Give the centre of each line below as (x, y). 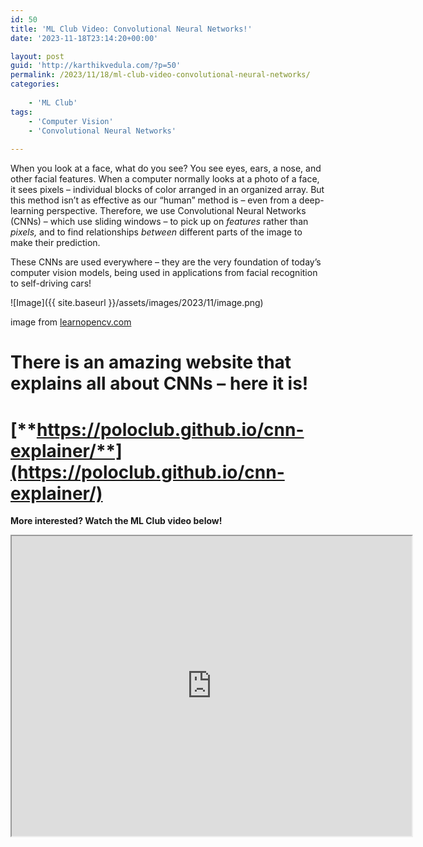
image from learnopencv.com (71, 322)
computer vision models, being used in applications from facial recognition (164, 273)
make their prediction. (55, 243)
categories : (35, 84)
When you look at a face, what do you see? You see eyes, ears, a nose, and (166, 168)
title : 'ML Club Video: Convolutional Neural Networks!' (131, 29)
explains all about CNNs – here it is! (159, 383)
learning (27, 211)
